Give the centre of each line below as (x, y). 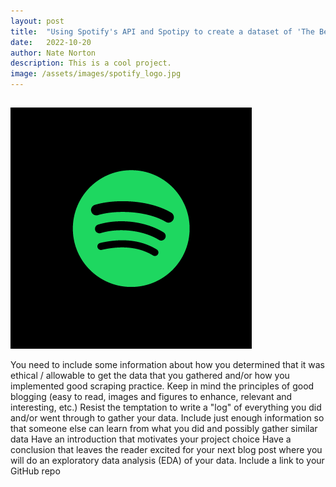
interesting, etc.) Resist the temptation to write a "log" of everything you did (166, 407)
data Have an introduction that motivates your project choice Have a (151, 439)
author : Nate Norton (53, 53)
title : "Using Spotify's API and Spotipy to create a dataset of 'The (162, 31)
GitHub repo (35, 471)
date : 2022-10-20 (51, 42)
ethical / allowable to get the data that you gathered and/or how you (150, 376)
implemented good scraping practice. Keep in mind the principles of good (162, 386)
